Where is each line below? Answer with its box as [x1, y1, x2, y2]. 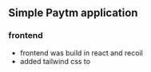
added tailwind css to [19, 56, 90, 66]
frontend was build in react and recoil [19, 47, 144, 58]
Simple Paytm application [8, 6, 138, 20]
